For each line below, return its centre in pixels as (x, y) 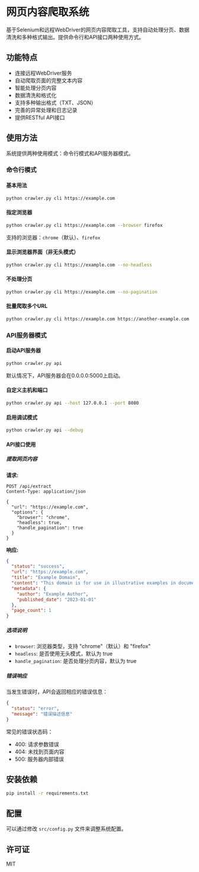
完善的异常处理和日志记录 (46, 110)
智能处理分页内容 (36, 88)
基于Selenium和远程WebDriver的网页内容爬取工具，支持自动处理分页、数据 (98, 30)
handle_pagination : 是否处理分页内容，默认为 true (76, 661)
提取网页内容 (22, 459)
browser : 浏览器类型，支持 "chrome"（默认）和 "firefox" (83, 646)
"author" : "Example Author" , (53, 594)
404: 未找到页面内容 (39, 751)
